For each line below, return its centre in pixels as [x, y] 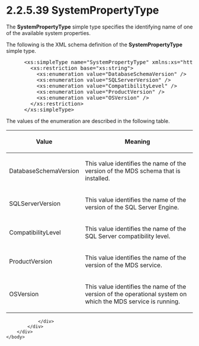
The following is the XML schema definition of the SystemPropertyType [94, 45]
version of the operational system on [136, 294]
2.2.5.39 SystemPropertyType [83, 10]
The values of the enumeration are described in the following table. [88, 121]
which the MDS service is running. [133, 301]
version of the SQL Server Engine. [132, 207]
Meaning [137, 141]
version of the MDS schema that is [133, 171]
